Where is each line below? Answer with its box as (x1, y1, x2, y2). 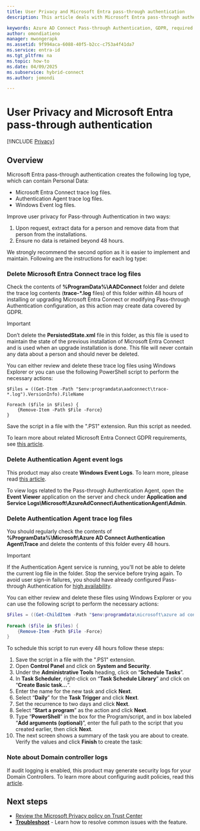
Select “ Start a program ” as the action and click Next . (15, 707, 148, 714)
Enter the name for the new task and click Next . (15, 688, 132, 695)
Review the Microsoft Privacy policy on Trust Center (15, 813, 143, 820)
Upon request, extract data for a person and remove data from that (15, 224, 179, 231)
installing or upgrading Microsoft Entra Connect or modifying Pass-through (7, 296, 191, 303)
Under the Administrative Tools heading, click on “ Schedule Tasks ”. (15, 669, 184, 676)
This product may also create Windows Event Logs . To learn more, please (7, 469, 189, 476)
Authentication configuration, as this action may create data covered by (7, 302, 182, 309)
